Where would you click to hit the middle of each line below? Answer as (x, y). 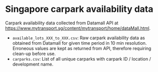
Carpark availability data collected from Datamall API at (62, 23)
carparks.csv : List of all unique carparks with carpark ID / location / (81, 59)
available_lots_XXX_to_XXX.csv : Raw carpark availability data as (79, 38)
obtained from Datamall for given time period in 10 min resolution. (79, 43)
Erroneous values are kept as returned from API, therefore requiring (82, 48)
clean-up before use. (34, 54)
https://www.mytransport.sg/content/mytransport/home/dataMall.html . (78, 28)
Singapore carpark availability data (79, 9)
